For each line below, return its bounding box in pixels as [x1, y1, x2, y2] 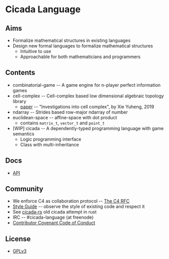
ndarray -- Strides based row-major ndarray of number [12, 109, 128, 115]
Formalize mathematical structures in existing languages [12, 37, 131, 43]
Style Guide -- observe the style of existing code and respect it [12, 203, 145, 210]
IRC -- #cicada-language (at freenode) [12, 214, 94, 220]
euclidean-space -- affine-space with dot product [12, 114, 117, 120]
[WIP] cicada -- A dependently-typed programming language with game [12, 125, 164, 131]
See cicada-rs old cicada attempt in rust [12, 209, 97, 215]
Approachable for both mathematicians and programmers [20, 54, 141, 60]
